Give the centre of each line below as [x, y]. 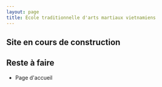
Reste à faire [30, 63]
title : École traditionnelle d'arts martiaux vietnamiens [81, 18]
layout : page [23, 12]
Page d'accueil [34, 77]
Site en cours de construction [63, 42]
